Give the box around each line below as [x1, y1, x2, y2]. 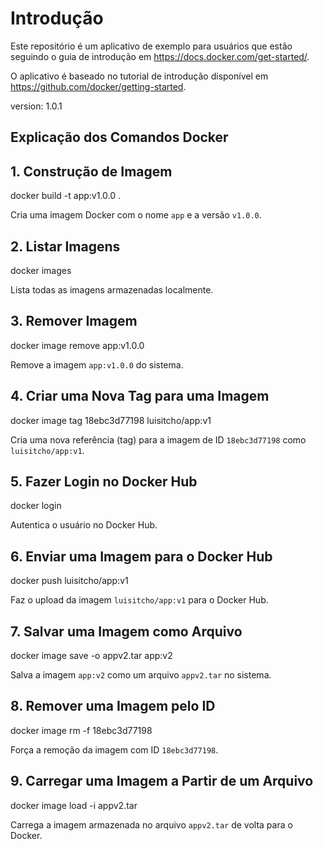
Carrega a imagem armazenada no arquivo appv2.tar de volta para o [10, 818, 293, 831]
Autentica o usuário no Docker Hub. [10, 519, 158, 531]
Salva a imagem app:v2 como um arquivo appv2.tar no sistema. [10, 669, 272, 681]
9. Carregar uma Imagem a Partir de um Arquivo [10, 773, 314, 790]
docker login [10, 500, 62, 512]
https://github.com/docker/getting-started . [10, 80, 187, 92]
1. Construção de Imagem [10, 163, 173, 180]
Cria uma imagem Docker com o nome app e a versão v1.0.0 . [10, 209, 262, 221]
